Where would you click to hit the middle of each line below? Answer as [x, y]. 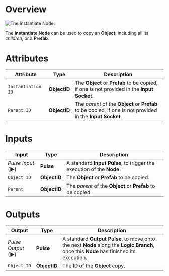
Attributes [27, 59]
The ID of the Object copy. [94, 266]
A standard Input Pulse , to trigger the [110, 163]
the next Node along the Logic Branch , [109, 245]
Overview [26, 9]
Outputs [23, 214]
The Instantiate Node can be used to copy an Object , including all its [77, 33]
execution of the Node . [93, 169]
